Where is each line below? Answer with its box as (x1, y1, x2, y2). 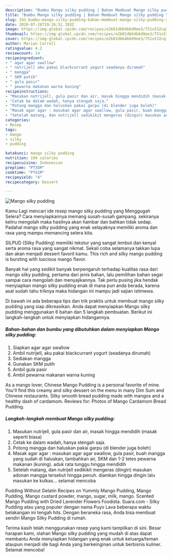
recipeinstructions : (5, 88, 50, 94)
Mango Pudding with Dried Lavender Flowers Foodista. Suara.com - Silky (5, 498, 160, 505)
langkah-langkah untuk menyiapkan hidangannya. (5, 314, 111, 320)
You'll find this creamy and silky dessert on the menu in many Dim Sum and (5, 387, 164, 393)
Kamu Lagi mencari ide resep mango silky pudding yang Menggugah (5, 208, 151, 214)
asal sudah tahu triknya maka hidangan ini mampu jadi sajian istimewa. (5, 288, 155, 294)
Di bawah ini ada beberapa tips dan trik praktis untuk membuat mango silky (5, 298, 165, 304)
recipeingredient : (5, 55, 45, 61)
